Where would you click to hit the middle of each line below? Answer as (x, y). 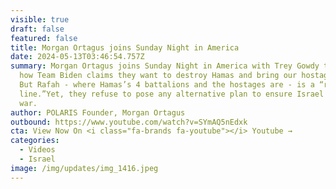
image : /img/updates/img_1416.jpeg (84, 168)
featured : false (44, 38)
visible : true (40, 19)
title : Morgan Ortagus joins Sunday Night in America (125, 47)
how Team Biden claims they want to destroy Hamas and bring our (158, 76)
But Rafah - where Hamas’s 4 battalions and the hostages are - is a (167, 85)
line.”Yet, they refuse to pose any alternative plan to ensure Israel (172, 94)
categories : (35, 141)
